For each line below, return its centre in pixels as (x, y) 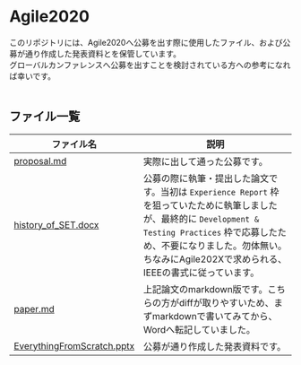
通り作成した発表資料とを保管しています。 (103, 53)
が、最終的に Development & (201, 219)
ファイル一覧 (45, 117)
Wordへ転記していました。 (199, 329)
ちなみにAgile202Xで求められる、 (215, 259)
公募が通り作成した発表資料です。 (215, 346)
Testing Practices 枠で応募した (210, 232)
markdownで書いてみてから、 (215, 316)
